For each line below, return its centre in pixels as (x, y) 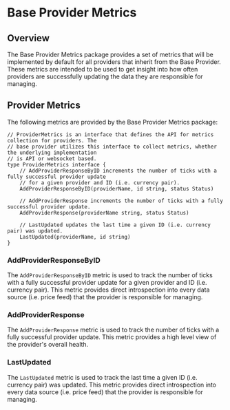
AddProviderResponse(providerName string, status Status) (104, 213)
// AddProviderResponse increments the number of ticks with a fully (122, 201)
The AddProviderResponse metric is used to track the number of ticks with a (113, 330)
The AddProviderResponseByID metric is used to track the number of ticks (110, 275)
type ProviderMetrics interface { (57, 164)
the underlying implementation (52, 153)
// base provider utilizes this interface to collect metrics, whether (112, 147)
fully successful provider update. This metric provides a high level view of (112, 337)
